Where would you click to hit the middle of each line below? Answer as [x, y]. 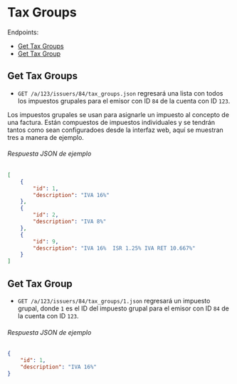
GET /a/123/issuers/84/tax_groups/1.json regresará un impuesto [114, 301]
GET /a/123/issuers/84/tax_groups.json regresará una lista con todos [120, 93]
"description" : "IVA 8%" [70, 222]
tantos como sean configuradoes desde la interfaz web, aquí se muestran [116, 130]
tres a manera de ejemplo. [46, 137]
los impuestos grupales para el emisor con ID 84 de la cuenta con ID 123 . [124, 101]
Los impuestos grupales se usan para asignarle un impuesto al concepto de [118, 114]
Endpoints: [23, 32]
